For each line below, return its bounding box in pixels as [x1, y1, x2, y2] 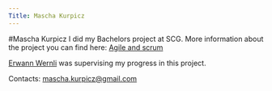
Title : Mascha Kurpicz [8, 11, 85, 20]
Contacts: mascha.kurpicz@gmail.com [8, 73, 138, 83]
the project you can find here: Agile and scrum [8, 42, 164, 52]
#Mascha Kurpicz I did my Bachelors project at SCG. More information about [8, 34, 264, 43]
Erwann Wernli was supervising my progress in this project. [8, 58, 206, 68]
